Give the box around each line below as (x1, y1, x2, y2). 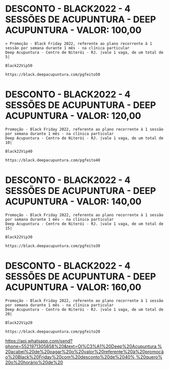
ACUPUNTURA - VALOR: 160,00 (5, 282, 141, 293)
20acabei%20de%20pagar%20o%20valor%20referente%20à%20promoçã (5, 348, 164, 354)
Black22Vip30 (5, 234, 33, 239)
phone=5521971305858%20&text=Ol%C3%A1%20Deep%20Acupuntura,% (5, 343, 162, 349)
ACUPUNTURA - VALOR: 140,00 (5, 196, 142, 207)
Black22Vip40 (5, 149, 33, 154)
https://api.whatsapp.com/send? (5, 338, 73, 344)
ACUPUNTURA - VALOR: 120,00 (5, 110, 141, 121)
